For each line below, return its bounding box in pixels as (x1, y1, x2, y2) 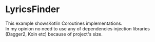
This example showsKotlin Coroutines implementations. (5, 20, 123, 26)
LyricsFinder (5, 4, 60, 15)
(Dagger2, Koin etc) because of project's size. (5, 31, 103, 37)
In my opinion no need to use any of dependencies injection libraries (5, 25, 150, 31)
